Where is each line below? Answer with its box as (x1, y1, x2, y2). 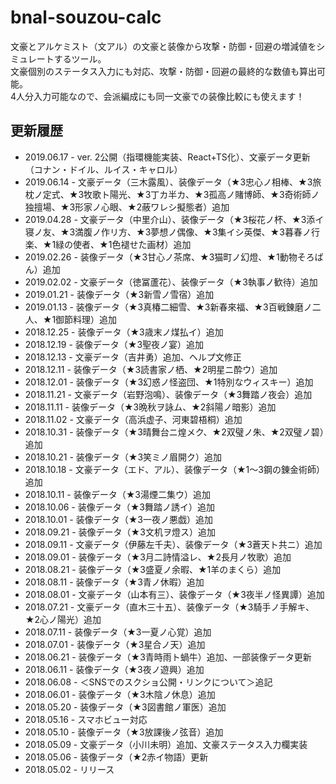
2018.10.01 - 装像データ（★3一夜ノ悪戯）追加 (24, 513, 213, 525)
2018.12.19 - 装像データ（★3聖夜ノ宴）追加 (24, 338, 205, 350)
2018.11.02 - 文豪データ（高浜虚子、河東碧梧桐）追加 (24, 413, 243, 425)
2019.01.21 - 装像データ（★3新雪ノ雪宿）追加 (24, 288, 215, 300)
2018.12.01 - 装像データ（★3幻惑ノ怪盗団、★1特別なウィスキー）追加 (24, 376, 314, 388)
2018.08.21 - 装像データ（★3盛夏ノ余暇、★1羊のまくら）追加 (24, 563, 282, 575)
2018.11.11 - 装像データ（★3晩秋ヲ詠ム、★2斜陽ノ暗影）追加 (24, 401, 277, 413)
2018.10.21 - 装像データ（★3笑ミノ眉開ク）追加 (24, 451, 223, 463)
